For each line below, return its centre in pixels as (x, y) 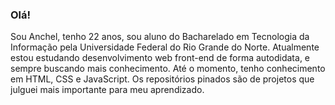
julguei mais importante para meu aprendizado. (107, 90)
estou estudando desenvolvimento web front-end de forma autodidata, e (160, 58)
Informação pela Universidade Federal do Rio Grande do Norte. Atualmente (165, 47)
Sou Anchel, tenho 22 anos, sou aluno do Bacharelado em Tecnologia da (160, 37)
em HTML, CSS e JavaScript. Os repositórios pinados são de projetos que (162, 79)
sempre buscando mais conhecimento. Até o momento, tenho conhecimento (168, 69)
